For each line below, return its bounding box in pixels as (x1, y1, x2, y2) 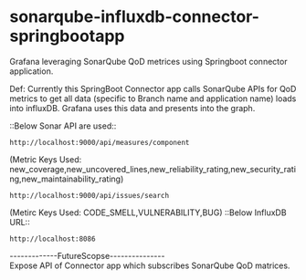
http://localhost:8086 (9, 234, 96, 244)
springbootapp (9, 26, 125, 47)
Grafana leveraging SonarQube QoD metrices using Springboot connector (9, 56, 288, 67)
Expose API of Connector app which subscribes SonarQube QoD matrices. (9, 260, 290, 271)
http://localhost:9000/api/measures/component (9, 138, 190, 147)
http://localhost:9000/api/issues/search (9, 191, 170, 200)
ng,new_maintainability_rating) (9, 173, 124, 184)
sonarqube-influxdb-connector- (9, 6, 260, 27)
